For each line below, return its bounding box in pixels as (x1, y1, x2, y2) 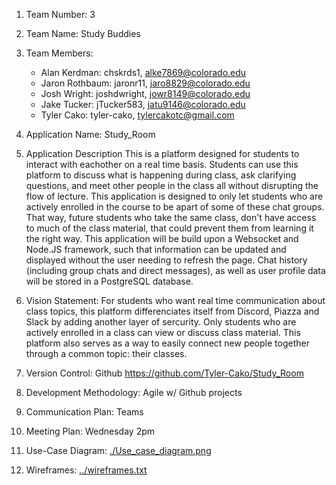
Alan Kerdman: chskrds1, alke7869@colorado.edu (40, 67, 247, 78)
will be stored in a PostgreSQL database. (25, 275, 194, 287)
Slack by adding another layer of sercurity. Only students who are (25, 316, 297, 328)
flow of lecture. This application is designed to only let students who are (25, 190, 324, 202)
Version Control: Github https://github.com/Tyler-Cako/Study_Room (25, 367, 304, 379)
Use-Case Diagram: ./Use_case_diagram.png (25, 445, 212, 456)
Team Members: (25, 47, 94, 59)
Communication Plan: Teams (25, 406, 144, 418)
